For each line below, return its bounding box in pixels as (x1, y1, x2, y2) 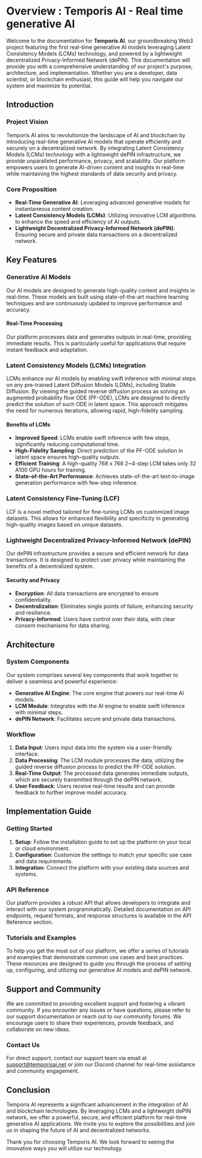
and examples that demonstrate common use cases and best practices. (6, 954, 184, 961)
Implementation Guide (6, 806, 92, 817)
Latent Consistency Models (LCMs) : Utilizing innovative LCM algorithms (14, 212, 196, 219)
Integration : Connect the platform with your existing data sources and (14, 864, 189, 871)
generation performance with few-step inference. (14, 479, 139, 487)
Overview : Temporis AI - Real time (6, 4, 184, 18)
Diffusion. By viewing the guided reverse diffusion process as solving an (6, 388, 186, 395)
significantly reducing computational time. (14, 441, 120, 448)
